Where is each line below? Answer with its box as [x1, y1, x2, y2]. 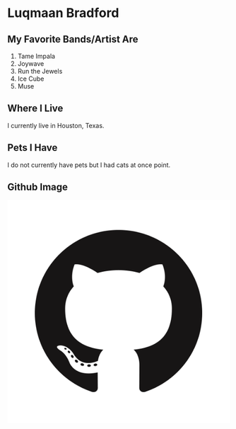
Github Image [7, 181, 69, 193]
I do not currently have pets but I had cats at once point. [7, 161, 171, 169]
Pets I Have [7, 142, 58, 154]
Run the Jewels [17, 67, 63, 75]
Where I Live [7, 103, 64, 115]
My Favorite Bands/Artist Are [7, 33, 139, 45]
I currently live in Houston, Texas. [7, 121, 105, 130]
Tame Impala [17, 52, 55, 60]
